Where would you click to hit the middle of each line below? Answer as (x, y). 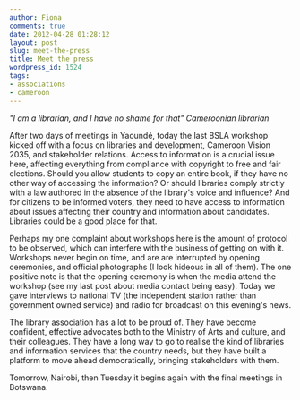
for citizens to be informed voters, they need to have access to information (147, 201)
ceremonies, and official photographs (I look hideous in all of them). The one (150, 267)
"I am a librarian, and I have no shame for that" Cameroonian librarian (139, 118)
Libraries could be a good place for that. (83, 221)
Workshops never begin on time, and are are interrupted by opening (135, 257)
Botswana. (29, 387)
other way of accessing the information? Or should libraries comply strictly (147, 183)
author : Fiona (36, 17)
